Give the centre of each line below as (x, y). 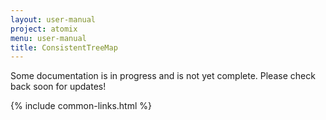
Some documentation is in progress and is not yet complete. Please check (163, 76)
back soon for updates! (58, 87)
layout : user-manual (53, 19)
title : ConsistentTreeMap (64, 47)
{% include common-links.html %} (81, 106)
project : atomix (44, 29)
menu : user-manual (48, 38)
